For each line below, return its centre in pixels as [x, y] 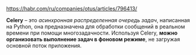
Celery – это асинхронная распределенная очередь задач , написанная [98, 20]
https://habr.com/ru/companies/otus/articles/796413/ [72, 9]
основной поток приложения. [44, 45]
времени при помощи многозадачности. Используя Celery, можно [92, 33]
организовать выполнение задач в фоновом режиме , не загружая [93, 39]
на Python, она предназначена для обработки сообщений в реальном [96, 27]
